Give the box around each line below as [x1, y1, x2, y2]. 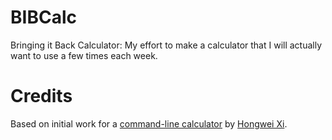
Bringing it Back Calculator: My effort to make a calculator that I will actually [10, 39, 323, 51]
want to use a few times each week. [10, 49, 158, 61]
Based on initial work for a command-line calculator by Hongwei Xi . [10, 117, 288, 130]
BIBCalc [10, 6, 77, 29]
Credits [10, 85, 73, 108]
